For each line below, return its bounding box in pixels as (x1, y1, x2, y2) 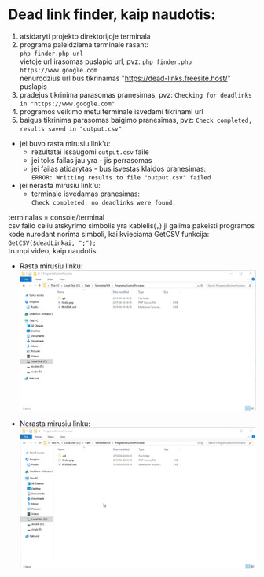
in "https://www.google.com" (19, 100, 115, 108)
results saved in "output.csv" (19, 124, 123, 133)
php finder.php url (19, 50, 84, 57)
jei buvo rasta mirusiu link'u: (19, 139, 111, 148)
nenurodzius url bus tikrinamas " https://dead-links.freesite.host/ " (19, 73, 231, 83)
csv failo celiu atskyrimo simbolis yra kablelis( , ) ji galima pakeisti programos (8, 220, 255, 230)
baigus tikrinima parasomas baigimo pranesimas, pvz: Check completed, (19, 115, 253, 124)
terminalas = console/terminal (8, 213, 104, 222)
